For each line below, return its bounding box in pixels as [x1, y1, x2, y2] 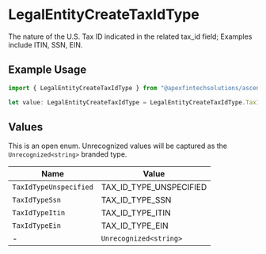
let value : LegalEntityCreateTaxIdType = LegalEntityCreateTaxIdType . [8, 98, 246, 106]
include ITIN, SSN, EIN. [8, 40, 83, 49]
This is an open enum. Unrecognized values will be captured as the [8, 141, 228, 151]
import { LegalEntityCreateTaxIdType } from [8, 84, 158, 92]
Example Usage [8, 63, 87, 77]
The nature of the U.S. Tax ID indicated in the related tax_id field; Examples [8, 32, 253, 41]
